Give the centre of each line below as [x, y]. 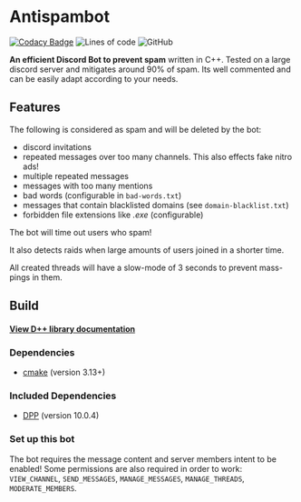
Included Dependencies [63, 396]
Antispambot [60, 17]
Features [35, 108]
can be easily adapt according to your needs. [94, 78]
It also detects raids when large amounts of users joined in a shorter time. [147, 250]
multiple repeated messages [76, 176]
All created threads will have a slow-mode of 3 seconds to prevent [133, 267]
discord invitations [57, 146]
